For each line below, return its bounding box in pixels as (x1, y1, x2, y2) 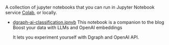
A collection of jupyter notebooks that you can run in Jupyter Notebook (5, 4, 155, 10)
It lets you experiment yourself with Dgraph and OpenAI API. (12, 34, 139, 40)
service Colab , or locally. (5, 9, 58, 15)
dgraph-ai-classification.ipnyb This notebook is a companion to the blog (12, 19, 164, 25)
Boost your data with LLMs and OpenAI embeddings (12, 24, 123, 30)
